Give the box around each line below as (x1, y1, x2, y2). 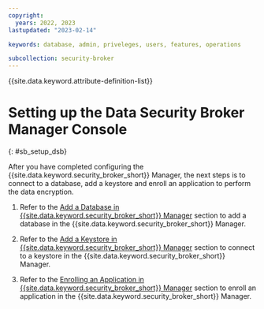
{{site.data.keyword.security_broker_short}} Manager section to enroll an (19, 283, 257, 292)
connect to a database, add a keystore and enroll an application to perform (8, 179, 251, 188)
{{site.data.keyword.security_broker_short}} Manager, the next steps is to (8, 170, 246, 180)
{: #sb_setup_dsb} (8, 147, 67, 156)
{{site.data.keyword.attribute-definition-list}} (8, 76, 154, 86)
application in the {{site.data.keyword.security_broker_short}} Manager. (19, 292, 252, 301)
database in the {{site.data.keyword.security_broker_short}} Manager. (19, 219, 247, 229)
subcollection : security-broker (8, 54, 114, 63)
